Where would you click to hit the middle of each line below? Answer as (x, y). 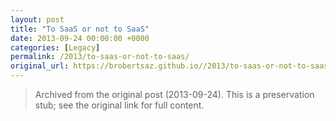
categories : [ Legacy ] (55, 47)
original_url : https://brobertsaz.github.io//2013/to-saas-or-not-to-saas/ (171, 66)
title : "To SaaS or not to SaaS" (80, 29)
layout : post (37, 19)
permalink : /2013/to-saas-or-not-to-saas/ (100, 57)
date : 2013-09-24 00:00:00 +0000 (80, 38)
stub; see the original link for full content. (119, 105)
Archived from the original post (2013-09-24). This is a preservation (174, 94)
